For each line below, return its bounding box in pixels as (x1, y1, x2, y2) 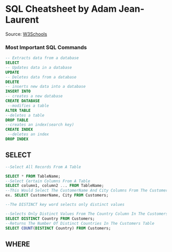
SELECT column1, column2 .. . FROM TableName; (5, 183, 104, 188)
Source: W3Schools (5, 31, 48, 37)
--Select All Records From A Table (5, 164, 81, 169)
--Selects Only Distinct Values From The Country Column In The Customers (5, 211, 168, 216)
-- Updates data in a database (5, 65, 72, 70)
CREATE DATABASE (5, 99, 40, 104)
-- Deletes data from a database (5, 74, 77, 80)
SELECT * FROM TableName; (5, 173, 60, 179)
